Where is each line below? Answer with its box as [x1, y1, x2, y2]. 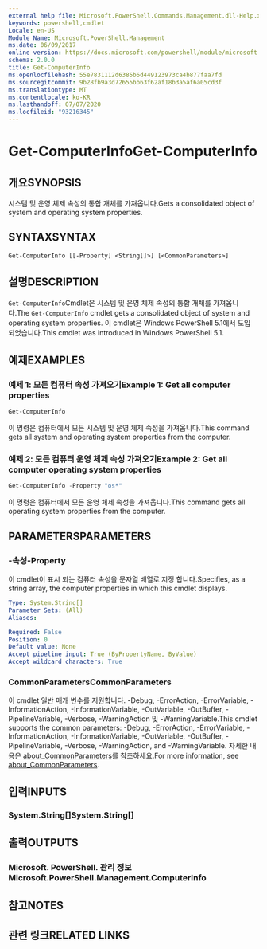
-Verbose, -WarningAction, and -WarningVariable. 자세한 [64, 741, 249, 751]
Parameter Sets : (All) [8, 606, 83, 614]
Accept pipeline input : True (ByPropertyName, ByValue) [8, 650, 197, 658]
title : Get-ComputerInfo [8, 64, 91, 72]
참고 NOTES [8, 899, 64, 912]
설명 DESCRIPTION [8, 276, 99, 289]
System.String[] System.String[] [8, 810, 134, 821]
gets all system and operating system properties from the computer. [8, 432, 231, 442]
